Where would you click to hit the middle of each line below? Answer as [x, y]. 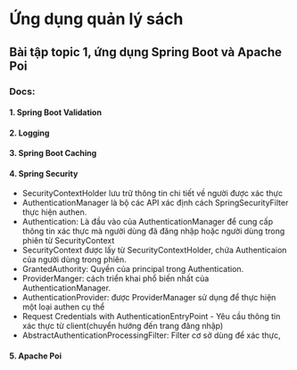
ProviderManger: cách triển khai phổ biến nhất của [115, 279]
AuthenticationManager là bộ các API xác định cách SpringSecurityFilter [155, 203]
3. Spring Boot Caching [53, 153]
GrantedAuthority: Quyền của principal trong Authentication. [133, 269]
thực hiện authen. [54, 212]
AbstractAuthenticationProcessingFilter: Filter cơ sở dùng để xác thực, [151, 335]
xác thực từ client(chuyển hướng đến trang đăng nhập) [123, 326]
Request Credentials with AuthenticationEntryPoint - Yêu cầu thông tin [151, 317]
